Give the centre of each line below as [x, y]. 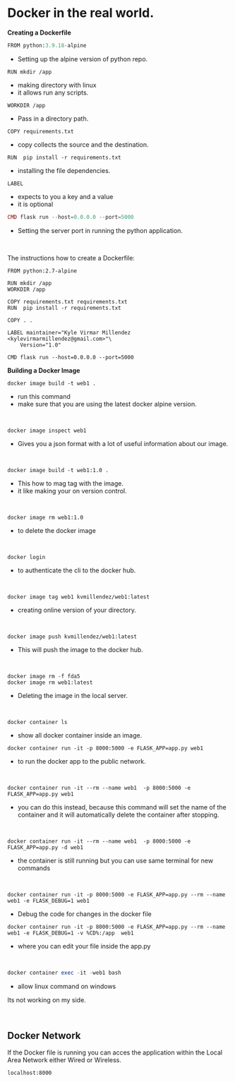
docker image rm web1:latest [50, 683]
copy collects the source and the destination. [83, 144]
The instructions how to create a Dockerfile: [71, 258]
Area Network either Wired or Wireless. [65, 1060]
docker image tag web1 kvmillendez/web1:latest [79, 597]
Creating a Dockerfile [40, 32]
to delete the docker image [57, 530]
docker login [26, 557]
